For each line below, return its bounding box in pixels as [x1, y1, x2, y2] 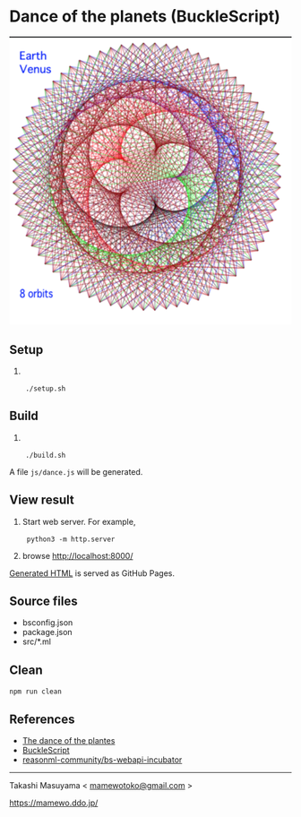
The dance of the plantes [21, 735, 116, 745]
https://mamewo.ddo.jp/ [9, 797, 99, 808]
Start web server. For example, [21, 516, 136, 527]
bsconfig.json [21, 617, 73, 628]
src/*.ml [21, 636, 52, 647]
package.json [21, 627, 73, 638]
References [9, 711, 75, 727]
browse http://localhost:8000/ [21, 550, 133, 561]
